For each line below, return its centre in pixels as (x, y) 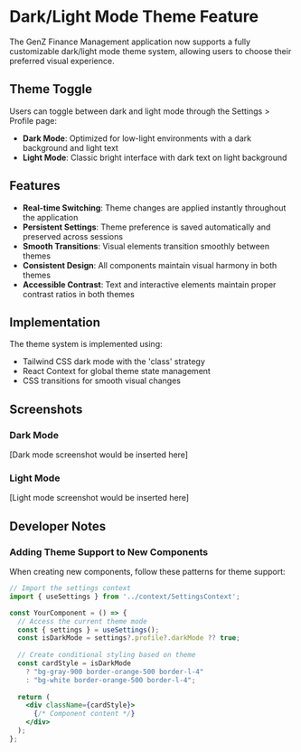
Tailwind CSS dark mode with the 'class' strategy (114, 362)
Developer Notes (58, 526)
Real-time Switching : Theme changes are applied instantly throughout (154, 207)
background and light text (71, 147)
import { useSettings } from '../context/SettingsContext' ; (125, 597)
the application (50, 217)
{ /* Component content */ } (84, 714)
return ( (34, 697)
